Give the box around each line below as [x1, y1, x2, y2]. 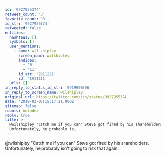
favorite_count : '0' [5, 16, 48, 21]
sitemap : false [5, 104, 37, 109]
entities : [5, 30, 26, 35]
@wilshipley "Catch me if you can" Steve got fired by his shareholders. [5, 140, 149, 146]
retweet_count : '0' [5, 12, 45, 17]
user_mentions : [9, 44, 41, 49]
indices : [18, 58, 37, 63]
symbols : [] [9, 39, 35, 44]
